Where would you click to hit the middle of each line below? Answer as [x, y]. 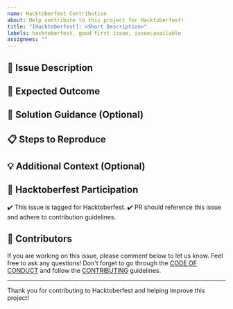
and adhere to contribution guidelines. [62, 217]
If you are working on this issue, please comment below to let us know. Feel [115, 256]
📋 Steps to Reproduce [57, 139]
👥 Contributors [40, 239]
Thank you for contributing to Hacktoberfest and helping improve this [106, 290]
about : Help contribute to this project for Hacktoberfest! [96, 20]
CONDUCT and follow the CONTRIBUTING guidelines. [84, 270]
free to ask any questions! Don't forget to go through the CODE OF [102, 263]
